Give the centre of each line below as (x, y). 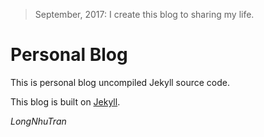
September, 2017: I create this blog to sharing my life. (144, 14)
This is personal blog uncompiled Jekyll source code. (120, 82)
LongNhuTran (38, 121)
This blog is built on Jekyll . (65, 101)
